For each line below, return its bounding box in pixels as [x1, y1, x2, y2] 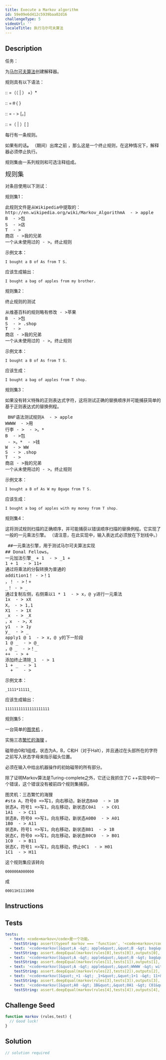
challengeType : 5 [5, 16, 41, 21]
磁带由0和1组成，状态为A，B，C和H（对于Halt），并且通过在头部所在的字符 [5, 747, 158, 753]
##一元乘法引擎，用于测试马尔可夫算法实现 [7, 542, 95, 548]
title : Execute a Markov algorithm [5, 7, 79, 12]
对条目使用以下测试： [5, 183, 48, 189]
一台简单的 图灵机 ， [5, 726, 45, 732]
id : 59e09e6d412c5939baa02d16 [5, 12, 68, 17]
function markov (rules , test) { [5, 1014, 72, 1019]
